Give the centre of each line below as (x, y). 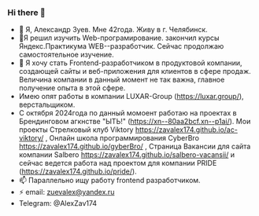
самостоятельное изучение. (67, 55)
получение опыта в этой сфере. (72, 88)
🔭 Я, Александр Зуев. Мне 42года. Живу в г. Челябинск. (113, 30)
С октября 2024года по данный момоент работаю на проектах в (128, 113)
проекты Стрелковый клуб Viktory (76, 130)
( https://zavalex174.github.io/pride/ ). (78, 171)
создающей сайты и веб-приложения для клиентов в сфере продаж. (135, 71)
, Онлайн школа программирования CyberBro (122, 138)
